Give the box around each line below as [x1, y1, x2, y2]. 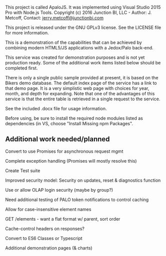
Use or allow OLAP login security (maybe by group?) [5, 187, 113, 193]
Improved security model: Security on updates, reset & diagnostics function [5, 177, 161, 183]
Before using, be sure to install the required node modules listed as [5, 115, 143, 121]
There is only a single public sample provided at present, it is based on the [5, 75, 158, 80]
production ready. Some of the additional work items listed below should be [5, 60, 161, 65]
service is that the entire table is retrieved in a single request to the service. [5, 96, 160, 102]
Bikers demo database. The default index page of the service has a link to [5, 80, 157, 86]
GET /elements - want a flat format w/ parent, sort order [5, 216, 120, 222]
